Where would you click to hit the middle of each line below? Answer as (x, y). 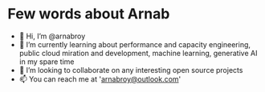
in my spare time (47, 62)
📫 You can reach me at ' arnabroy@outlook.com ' (100, 79)
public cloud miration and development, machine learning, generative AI (138, 53)
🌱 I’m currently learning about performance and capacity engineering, (135, 44)
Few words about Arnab (89, 14)
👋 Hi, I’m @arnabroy (52, 36)
